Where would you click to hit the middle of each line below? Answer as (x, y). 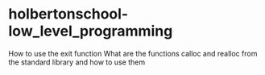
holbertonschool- (68, 14)
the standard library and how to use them (77, 62)
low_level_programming (91, 31)
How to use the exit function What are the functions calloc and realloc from (133, 53)
